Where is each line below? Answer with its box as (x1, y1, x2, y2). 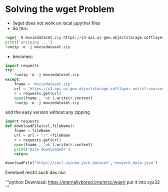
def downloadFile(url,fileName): (5, 123, 75, 128)
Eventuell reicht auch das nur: (5, 169, 66, 175)
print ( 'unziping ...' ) (5, 39, 52, 44)
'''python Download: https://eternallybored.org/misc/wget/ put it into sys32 (5, 179, 160, 185)
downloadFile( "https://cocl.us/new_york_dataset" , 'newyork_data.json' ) (5, 160, 157, 165)
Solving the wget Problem (5, 3, 114, 15)
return (14, 151, 28, 156)
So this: (12, 25, 28, 31)
